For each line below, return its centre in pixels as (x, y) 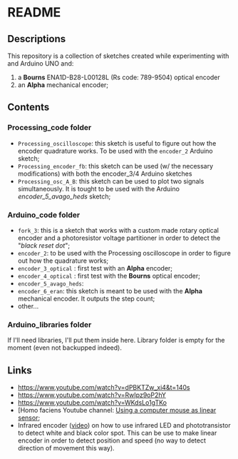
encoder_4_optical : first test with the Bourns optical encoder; (109, 276)
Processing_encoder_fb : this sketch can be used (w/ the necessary (115, 166)
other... (28, 306)
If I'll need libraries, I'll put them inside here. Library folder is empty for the (117, 341)
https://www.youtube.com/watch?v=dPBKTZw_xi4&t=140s (104, 388)
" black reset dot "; (43, 245)
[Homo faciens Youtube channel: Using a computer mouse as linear (117, 410)
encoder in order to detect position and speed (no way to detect (112, 440)
